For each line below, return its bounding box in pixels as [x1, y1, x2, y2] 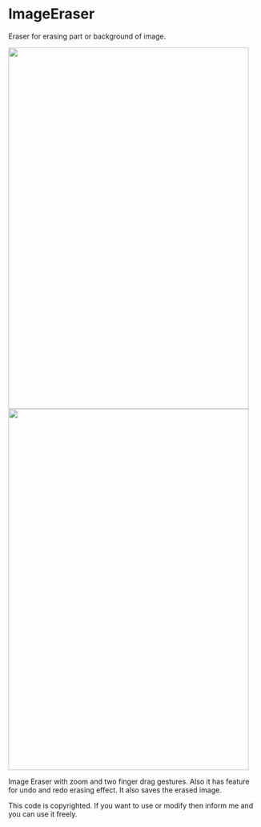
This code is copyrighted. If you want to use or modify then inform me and [8, 801, 254, 810]
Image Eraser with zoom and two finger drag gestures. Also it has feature [8, 776, 250, 786]
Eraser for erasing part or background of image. [8, 31, 167, 41]
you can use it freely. [8, 809, 78, 819]
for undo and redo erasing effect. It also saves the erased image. [8, 784, 222, 795]
